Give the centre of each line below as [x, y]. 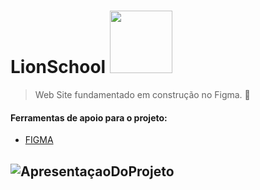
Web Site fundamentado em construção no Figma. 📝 [142, 94]
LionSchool [58, 67]
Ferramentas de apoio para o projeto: [89, 117]
